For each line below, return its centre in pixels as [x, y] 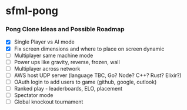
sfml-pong [32, 11]
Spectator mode [34, 95]
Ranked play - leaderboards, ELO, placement [68, 88]
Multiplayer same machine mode [54, 55]
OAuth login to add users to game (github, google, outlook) [85, 82]
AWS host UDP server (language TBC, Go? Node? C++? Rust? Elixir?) [98, 75]
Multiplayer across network [47, 68]
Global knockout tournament [49, 102]
